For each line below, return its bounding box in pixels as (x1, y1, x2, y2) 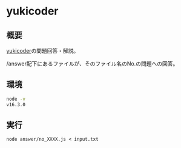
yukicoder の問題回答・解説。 (6, 47, 79, 54)
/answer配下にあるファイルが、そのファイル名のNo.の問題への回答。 (6, 60, 179, 67)
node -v (6, 96, 26, 102)
